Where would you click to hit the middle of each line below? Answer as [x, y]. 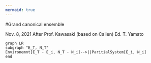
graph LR [14, 43]
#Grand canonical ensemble [35, 24]
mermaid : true [20, 10]
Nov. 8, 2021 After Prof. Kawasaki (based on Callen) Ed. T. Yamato [74, 34]
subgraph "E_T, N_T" [27, 48]
